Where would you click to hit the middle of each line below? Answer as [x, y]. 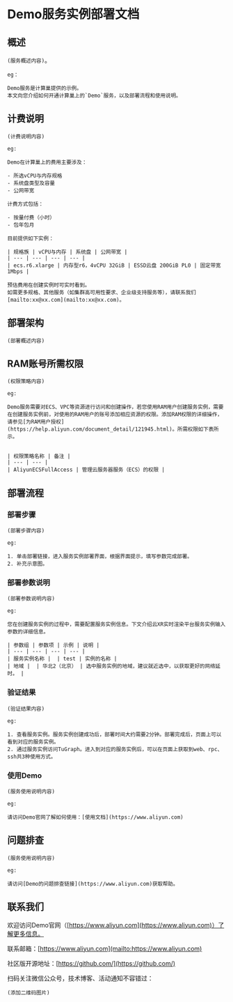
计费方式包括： [25, 204]
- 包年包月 [21, 225]
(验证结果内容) [26, 709]
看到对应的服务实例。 [33, 742]
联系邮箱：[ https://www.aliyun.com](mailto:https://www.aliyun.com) [105, 948]
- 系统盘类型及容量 [31, 183]
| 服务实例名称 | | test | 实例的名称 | [62, 659]
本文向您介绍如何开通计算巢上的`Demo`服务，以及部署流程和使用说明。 [94, 95]
